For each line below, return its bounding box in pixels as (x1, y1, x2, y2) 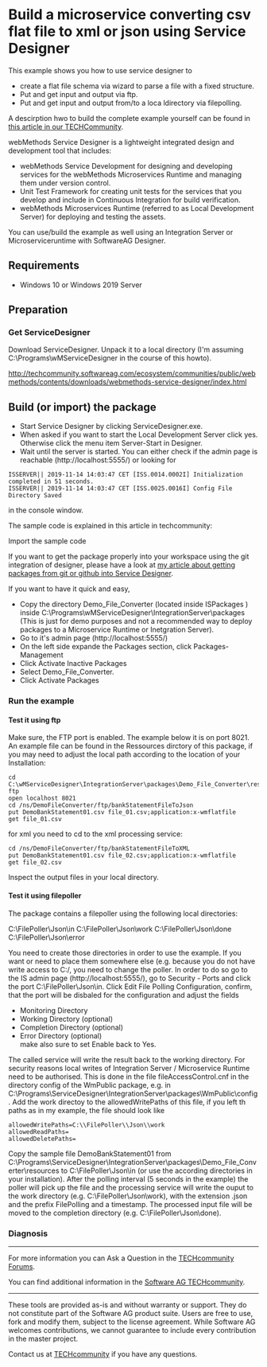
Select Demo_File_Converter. (19, 667, 114, 677)
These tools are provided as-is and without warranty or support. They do (8, 1299, 247, 1310)
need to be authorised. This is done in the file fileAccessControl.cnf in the (8, 1072, 250, 1081)
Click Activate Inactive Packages (19, 659, 127, 668)
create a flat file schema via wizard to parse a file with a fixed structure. (19, 81, 254, 91)
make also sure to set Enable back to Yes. (19, 1039, 157, 1049)
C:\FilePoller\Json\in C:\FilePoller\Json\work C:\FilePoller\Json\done (8, 924, 232, 933)
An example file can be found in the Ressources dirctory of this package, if (8, 742, 253, 751)
